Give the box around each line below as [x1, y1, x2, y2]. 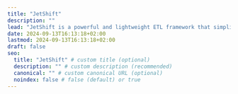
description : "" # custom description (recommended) [13, 63, 173, 70]
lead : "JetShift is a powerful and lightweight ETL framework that [7, 23, 211, 30]
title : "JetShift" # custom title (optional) [13, 57, 151, 64]
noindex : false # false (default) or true [13, 76, 141, 83]
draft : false [7, 43, 46, 50]
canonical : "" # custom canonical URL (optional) [13, 69, 163, 76]
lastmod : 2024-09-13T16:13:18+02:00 [7, 37, 115, 44]
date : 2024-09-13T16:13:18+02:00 [7, 30, 106, 37]
